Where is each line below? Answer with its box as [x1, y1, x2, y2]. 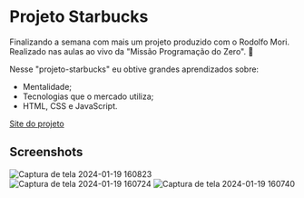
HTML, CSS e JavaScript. [22, 100, 118, 111]
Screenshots [9, 144, 83, 160]
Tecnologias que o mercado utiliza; [22, 91, 154, 102]
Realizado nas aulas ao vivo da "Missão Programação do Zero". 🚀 [9, 45, 254, 56]
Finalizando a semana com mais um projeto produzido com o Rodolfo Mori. [9, 36, 290, 47]
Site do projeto [9, 118, 65, 129]
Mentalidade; [22, 81, 73, 92]
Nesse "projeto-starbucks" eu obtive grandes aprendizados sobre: [9, 64, 260, 74]
